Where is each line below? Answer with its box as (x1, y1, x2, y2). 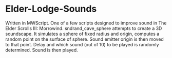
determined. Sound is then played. (5, 47, 78, 53)
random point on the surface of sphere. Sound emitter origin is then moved (5, 36, 164, 42)
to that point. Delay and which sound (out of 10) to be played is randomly (5, 41, 159, 47)
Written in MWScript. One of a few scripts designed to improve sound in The (5, 20, 167, 26)
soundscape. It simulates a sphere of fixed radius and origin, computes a (5, 31, 160, 37)
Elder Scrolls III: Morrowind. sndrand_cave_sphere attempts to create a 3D (5, 25, 162, 31)
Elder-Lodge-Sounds (5, 3, 97, 15)
